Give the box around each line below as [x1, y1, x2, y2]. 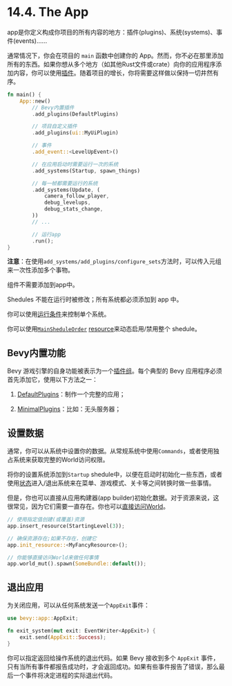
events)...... [15, 36, 48, 45]
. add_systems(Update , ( [32, 186, 100, 193]
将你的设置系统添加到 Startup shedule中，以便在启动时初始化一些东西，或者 [7, 470, 223, 479]
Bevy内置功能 [7, 347, 66, 359]
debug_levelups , [43, 199, 91, 206]
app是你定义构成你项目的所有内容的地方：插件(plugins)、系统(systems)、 [7, 28, 217, 36]
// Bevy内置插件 [32, 104, 75, 111]
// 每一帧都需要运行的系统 [32, 179, 98, 187]
